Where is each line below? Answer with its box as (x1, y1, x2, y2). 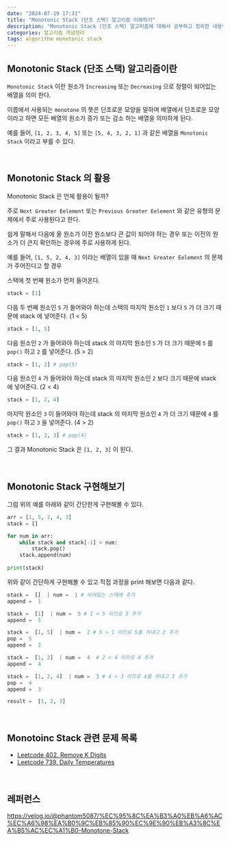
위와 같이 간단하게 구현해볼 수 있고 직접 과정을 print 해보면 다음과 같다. (7, 577, 195, 586)
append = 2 (7, 642, 41, 649)
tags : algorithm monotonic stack (7, 36, 103, 43)
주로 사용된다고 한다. (25, 215, 81, 223)
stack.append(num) (19, 552, 72, 559)
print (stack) (7, 564, 44, 572)
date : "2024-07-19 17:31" (7, 10, 81, 17)
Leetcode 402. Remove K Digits (16, 751, 107, 759)
